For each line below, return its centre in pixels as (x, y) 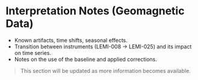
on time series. (33, 53)
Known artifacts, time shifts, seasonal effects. (71, 40)
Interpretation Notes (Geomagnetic (95, 11)
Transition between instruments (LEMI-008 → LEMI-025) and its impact (103, 47)
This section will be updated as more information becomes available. (105, 70)
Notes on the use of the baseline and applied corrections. (85, 59)
